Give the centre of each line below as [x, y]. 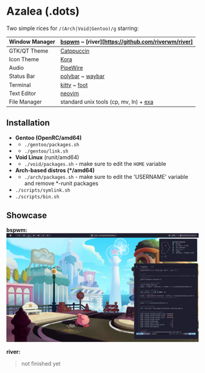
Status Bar [22, 76]
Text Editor [23, 93]
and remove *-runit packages [61, 183]
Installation [28, 123]
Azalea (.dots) [43, 11]
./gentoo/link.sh [46, 151]
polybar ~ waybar [82, 76]
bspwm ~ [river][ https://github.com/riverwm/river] [127, 42]
